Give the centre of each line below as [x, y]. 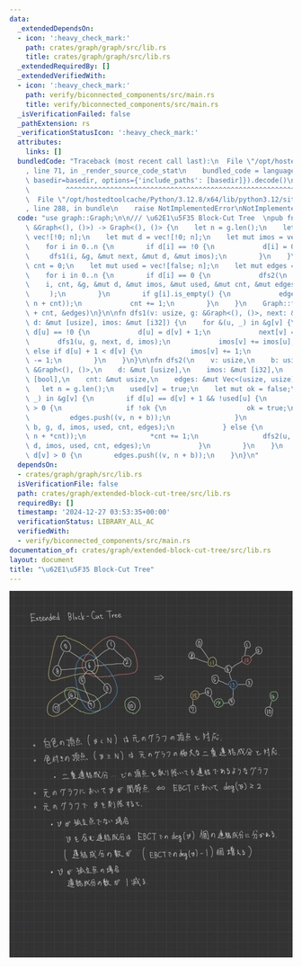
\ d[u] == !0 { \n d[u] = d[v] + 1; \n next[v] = [160, 332]
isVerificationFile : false [68, 484]
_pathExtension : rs [54, 123]
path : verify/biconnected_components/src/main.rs [120, 94]
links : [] [44, 152]
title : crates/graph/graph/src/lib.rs [98, 57]
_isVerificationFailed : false [74, 114]
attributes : [40, 143]
